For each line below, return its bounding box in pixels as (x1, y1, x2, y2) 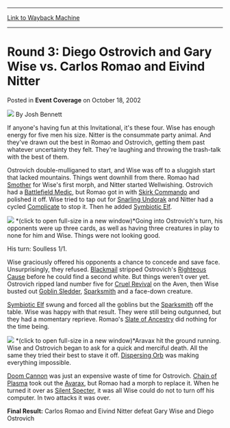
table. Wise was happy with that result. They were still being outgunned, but (7, 307, 221, 316)
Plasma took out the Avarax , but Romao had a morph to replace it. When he (7, 379, 219, 387)
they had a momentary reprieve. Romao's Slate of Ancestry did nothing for (7, 315, 217, 323)
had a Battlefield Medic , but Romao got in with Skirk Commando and (7, 188, 200, 196)
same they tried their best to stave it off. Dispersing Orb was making (7, 351, 199, 359)
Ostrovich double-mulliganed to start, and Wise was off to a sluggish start (7, 166, 216, 174)
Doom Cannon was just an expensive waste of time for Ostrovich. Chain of (7, 372, 217, 380)
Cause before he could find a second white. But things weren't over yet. (7, 272, 210, 280)
